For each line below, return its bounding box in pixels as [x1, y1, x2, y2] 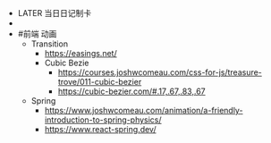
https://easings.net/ [44, 48, 118, 58]
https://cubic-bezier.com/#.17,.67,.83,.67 [57, 86, 206, 97]
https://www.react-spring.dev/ [44, 124, 157, 134]
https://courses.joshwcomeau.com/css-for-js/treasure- [57, 67, 262, 78]
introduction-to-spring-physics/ [44, 114, 163, 125]
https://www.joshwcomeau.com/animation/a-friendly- [44, 105, 243, 115]
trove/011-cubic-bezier [57, 77, 142, 87]
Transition [30, 38, 69, 49]
